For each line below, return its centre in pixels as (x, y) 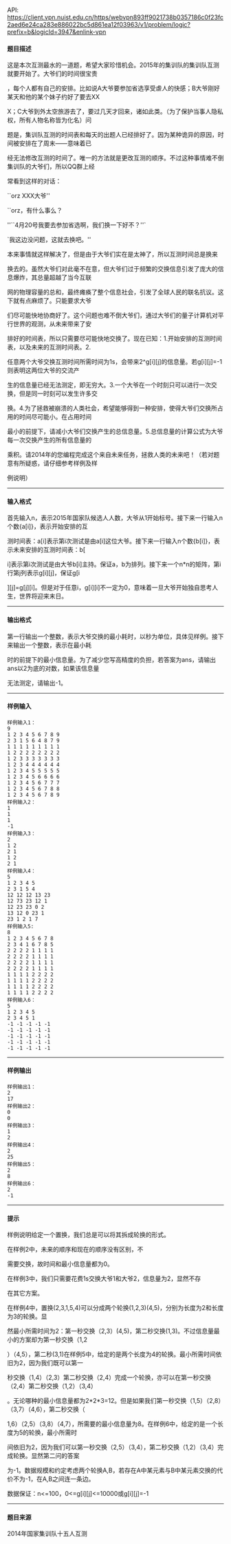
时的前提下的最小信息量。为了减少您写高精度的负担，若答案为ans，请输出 (112, 659)
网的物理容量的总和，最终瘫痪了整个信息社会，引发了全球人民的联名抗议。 (112, 292)
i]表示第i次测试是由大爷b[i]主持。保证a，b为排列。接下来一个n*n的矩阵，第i (114, 564)
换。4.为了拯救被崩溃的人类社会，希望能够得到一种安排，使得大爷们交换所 (112, 408)
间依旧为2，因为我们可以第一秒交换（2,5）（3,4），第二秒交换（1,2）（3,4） (112, 1447)
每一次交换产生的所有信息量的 (49, 440)
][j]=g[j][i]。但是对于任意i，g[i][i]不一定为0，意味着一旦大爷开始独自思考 (110, 588)
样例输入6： (22, 1000)
